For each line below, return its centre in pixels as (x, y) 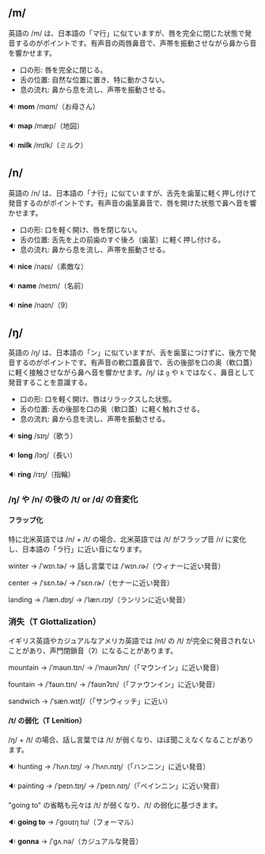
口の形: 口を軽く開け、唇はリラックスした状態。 (98, 399)
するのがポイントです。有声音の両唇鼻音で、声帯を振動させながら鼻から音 (136, 43)
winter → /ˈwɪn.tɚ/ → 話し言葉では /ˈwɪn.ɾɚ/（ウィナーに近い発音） (117, 566)
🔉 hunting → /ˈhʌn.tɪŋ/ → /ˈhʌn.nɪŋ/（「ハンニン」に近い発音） (109, 767)
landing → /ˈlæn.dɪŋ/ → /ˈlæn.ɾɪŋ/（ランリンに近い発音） (99, 599)
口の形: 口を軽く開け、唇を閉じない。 (81, 230)
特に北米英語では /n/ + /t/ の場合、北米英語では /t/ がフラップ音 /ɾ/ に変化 (127, 539)
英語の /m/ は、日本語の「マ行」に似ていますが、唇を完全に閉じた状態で (127, 33)
